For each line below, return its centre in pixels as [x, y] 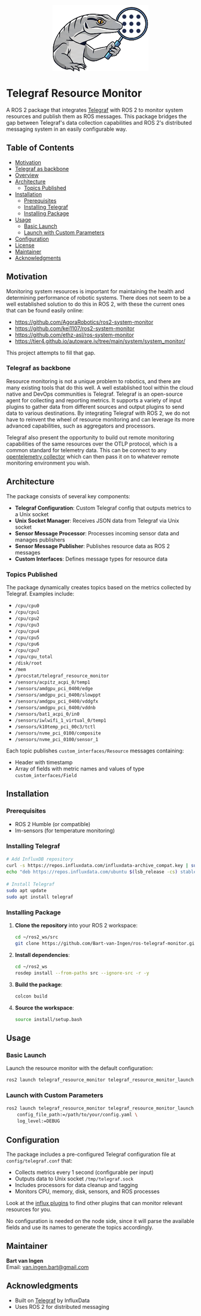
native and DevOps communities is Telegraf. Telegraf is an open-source [95, 394]
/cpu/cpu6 [27, 644]
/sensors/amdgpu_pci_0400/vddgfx [57, 701]
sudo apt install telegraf [40, 897]
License [25, 245]
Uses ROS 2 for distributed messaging [62, 1306]
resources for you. [29, 1209]
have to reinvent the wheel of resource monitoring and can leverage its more [100, 419]
